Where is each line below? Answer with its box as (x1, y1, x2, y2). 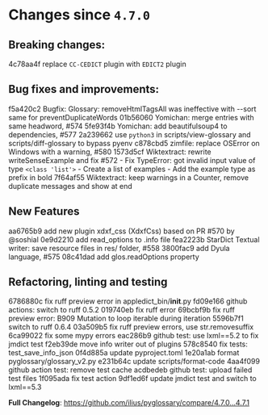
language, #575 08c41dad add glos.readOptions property (8, 252, 199, 262)
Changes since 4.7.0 (8, 6, 151, 24)
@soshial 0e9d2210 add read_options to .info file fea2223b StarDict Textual (8, 234, 260, 244)
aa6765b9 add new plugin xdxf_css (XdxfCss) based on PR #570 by (8, 226, 236, 236)
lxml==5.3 (8, 382, 42, 392)
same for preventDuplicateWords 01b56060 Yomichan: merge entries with (8, 112, 254, 122)
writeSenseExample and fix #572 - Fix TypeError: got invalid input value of (8, 155, 256, 165)
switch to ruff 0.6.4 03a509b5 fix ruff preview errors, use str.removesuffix (8, 322, 254, 332)
